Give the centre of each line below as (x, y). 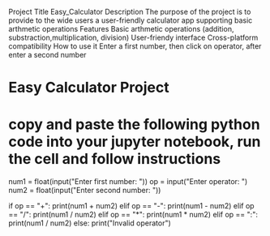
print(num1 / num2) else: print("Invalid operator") (90, 223)
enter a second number (47, 55)
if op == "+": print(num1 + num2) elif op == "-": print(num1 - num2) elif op (131, 206)
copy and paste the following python (135, 124)
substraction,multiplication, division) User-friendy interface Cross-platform (133, 37)
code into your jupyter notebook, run (135, 142)
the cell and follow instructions (115, 159)
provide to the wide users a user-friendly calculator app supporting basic (131, 20)
